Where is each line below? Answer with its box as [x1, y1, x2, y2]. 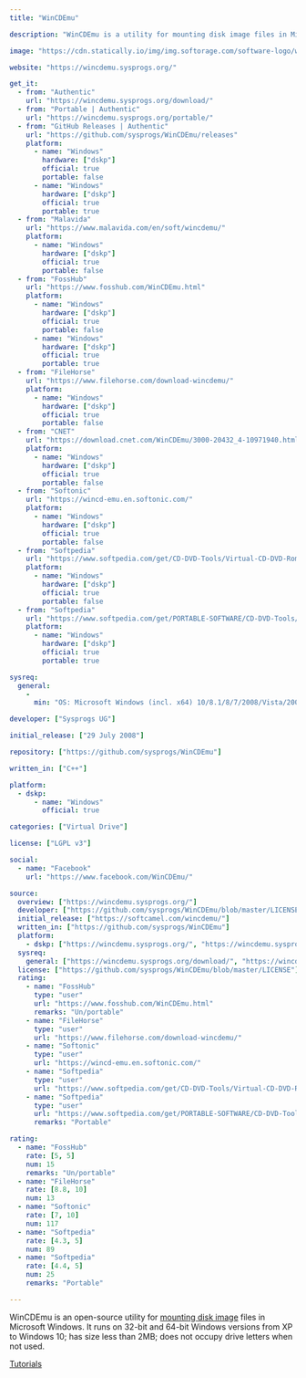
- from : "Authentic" [17, 88, 96, 97]
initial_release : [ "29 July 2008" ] [9, 731, 145, 740]
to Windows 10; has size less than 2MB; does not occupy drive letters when [9, 1331, 293, 1341]
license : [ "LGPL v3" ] [9, 839, 92, 849]
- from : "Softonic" [17, 486, 92, 496]
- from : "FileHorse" [17, 368, 96, 377]
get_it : [9, 79, 39, 89]
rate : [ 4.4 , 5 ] [25, 1261, 84, 1271]
